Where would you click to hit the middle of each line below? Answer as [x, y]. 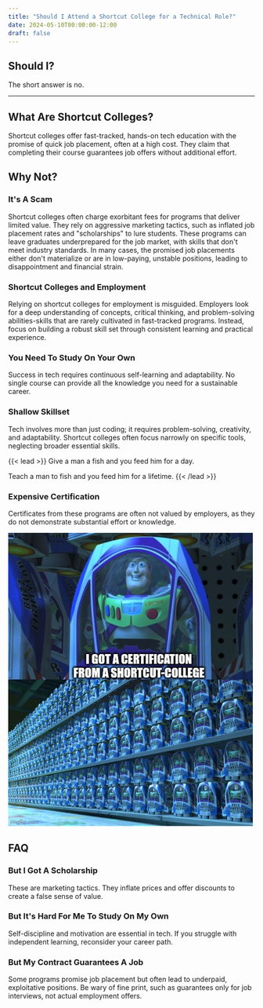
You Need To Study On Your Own [72, 357]
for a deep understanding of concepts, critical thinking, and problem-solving [131, 312]
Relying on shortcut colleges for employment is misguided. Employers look [128, 304]
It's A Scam [31, 199]
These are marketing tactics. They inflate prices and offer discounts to [121, 888]
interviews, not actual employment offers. [75, 996]
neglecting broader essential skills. [64, 446]
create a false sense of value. [56, 896]
